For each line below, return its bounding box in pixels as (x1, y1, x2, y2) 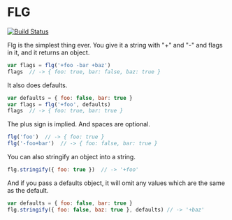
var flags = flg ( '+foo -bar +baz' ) (7, 61, 111, 68)
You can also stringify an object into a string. (7, 153, 136, 161)
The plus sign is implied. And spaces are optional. (7, 120, 150, 129)
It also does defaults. (7, 81, 68, 89)
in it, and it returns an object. (7, 48, 90, 57)
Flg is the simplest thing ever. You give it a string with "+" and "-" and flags (7, 41, 223, 49)
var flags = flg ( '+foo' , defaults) (7, 101, 111, 108)
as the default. (7, 186, 49, 194)
